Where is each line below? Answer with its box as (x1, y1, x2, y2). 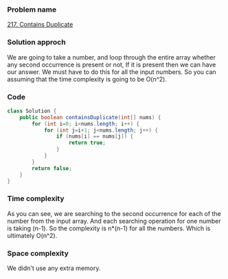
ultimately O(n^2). (7, 231, 58, 239)
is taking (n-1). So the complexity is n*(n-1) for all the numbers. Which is (7, 224, 211, 232)
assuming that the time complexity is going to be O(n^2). (7, 75, 167, 83)
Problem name (7, 5, 57, 14)
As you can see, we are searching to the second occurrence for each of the (7, 209, 221, 217)
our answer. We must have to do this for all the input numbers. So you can (7, 67, 216, 76)
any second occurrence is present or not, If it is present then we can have (7, 60, 216, 69)
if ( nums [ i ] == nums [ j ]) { (56, 133, 134, 140)
